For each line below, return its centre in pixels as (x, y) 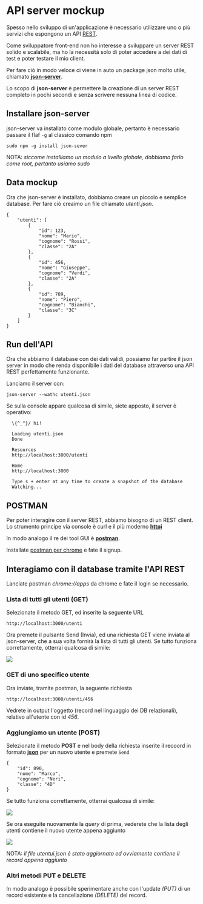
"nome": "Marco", (39, 774)
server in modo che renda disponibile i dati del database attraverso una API (100, 365)
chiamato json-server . (35, 76)
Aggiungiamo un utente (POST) (53, 732)
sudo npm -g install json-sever (47, 146)
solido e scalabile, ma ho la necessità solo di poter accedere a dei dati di (97, 51)
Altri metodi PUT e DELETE (46, 876)
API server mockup (55, 11)
